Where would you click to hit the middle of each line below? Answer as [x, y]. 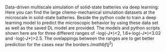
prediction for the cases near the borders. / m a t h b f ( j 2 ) [59, 44]
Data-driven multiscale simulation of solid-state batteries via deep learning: [82, 7]
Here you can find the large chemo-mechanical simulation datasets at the [80, 12]
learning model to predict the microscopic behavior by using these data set [82, 23]
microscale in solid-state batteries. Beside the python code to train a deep [81, 17]
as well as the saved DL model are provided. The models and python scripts [83, 28]
